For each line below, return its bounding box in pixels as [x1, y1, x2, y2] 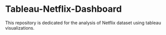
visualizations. [5, 25, 35, 31]
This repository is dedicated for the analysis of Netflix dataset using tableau [5, 20, 161, 26]
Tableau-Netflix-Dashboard [5, 3, 122, 15]
